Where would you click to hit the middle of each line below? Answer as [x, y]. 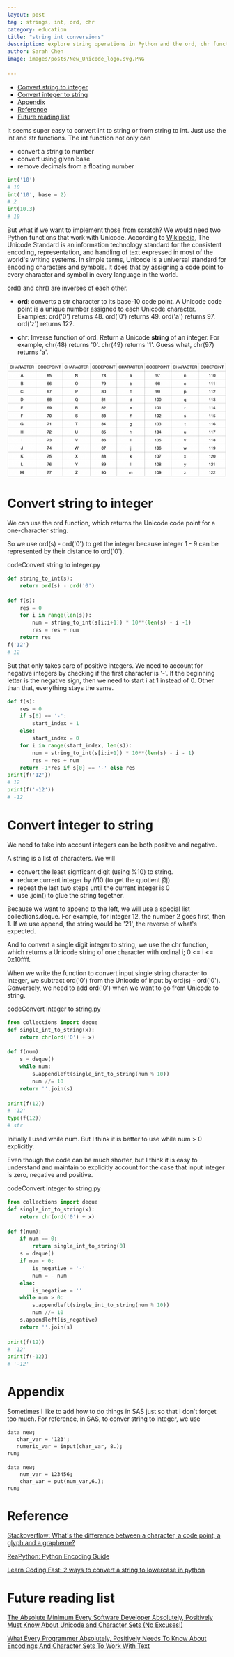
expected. [22, 931]
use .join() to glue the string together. [70, 895]
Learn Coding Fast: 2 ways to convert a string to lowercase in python [106, 1570]
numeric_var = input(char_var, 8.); [70, 1447]
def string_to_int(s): [40, 579]
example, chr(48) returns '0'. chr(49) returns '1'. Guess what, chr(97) [116, 345]
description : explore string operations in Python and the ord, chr [109, 44]
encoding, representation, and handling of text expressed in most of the [110, 252]
